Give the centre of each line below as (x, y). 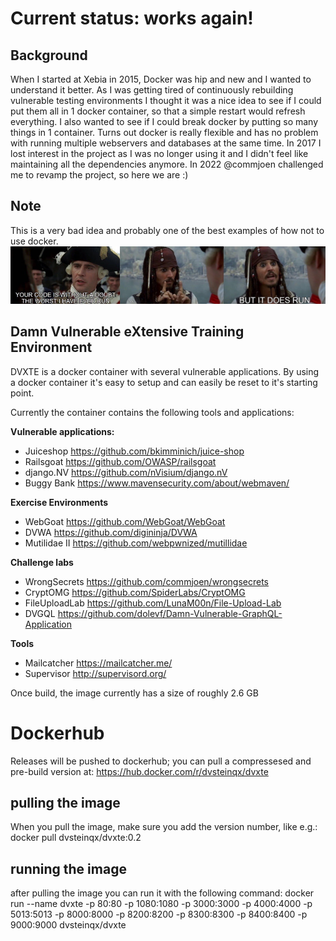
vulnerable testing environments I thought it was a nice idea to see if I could (166, 100)
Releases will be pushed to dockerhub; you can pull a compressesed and (161, 761)
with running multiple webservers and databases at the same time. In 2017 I (166, 143)
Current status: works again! (132, 18)
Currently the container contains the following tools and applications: (152, 412)
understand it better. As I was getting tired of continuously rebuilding (152, 90)
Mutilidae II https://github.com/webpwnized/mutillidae (136, 543)
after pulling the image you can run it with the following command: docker (162, 893)
